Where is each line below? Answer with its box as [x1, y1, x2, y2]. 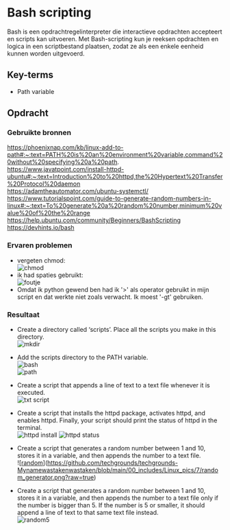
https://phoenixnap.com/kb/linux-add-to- [7, 143, 124, 152]
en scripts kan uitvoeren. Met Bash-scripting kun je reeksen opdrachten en [7, 34, 219, 43]
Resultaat [7, 310, 40, 320]
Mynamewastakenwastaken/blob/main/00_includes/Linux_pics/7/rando [16, 466, 219, 474]
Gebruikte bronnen [7, 128, 72, 138]
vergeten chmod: [16, 256, 66, 265]
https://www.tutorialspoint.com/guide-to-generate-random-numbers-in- [7, 194, 212, 203]
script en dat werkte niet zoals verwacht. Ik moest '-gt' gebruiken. [16, 293, 203, 301]
